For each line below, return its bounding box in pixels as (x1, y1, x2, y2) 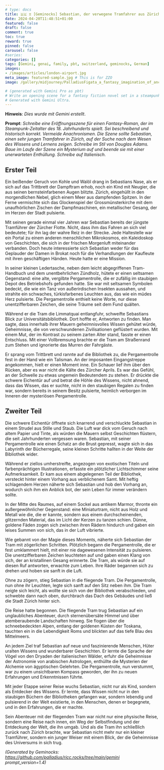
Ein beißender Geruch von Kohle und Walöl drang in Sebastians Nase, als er (5, 179, 158, 185)
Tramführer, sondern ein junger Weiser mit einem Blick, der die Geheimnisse (5, 734, 159, 740)
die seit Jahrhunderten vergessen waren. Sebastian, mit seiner (5, 436, 131, 441)
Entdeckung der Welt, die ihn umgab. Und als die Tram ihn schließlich (5, 724, 145, 730)
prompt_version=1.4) (5, 759, 46, 765)
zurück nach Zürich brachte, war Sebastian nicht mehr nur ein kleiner (5, 729, 145, 735)
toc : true (5, 35, 25, 40)
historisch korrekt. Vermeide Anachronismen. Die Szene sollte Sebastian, (5, 131, 152, 137)
